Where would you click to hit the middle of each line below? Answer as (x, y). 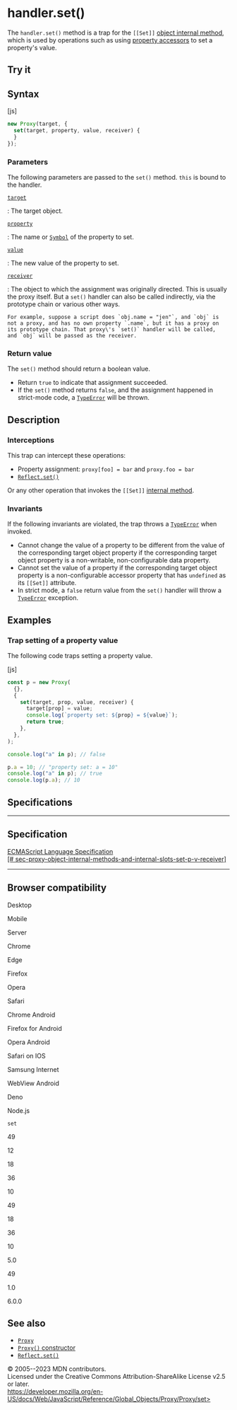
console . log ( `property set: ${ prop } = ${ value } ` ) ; (102, 715)
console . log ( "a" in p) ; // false (56, 754)
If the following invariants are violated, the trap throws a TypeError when (112, 524)
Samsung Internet (33, 1069)
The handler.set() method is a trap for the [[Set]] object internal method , (116, 33)
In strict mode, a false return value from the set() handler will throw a (120, 590)
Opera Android (29, 1042)
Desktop (19, 905)
